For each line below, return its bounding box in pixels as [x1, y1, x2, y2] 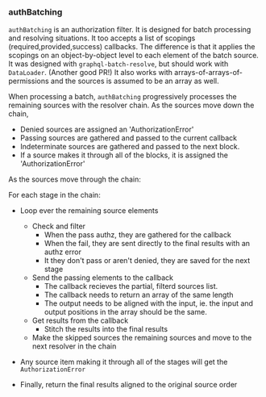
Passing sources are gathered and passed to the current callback [19, 133, 238, 143]
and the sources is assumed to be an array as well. [51, 76, 219, 86]
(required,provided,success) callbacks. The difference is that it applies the [8, 42, 256, 52]
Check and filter [31, 221, 86, 232]
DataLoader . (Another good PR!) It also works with [8, 68, 173, 77]
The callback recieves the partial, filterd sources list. [44, 282, 218, 291]
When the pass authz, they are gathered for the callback [44, 230, 231, 240]
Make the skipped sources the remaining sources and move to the [31, 333, 252, 343]
